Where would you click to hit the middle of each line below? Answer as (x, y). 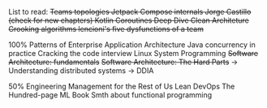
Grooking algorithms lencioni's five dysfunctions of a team (106, 29)
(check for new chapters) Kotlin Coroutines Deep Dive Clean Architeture (129, 20)
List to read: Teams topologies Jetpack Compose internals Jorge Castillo (130, 12)
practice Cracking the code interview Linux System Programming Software (133, 53)
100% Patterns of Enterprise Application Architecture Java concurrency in (132, 45)
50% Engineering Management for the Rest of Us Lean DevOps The (122, 86)
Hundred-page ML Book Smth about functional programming (110, 95)
